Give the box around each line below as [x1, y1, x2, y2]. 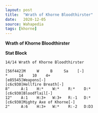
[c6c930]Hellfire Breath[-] [5, 82, 64, 87]
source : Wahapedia [5, 21, 44, 27]
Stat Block [5, 50, 27, 56]
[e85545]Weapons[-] [5, 78, 46, 83]
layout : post [5, 7, 33, 13]
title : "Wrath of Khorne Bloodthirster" [5, 12, 93, 17]
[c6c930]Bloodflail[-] [5, 91, 53, 96]
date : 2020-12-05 [5, 17, 46, 22]
